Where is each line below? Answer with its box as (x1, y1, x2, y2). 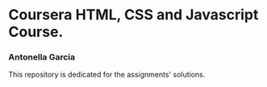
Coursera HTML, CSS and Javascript (8, 6, 259, 24)
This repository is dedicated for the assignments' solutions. (8, 70, 206, 80)
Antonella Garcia (8, 52, 76, 63)
